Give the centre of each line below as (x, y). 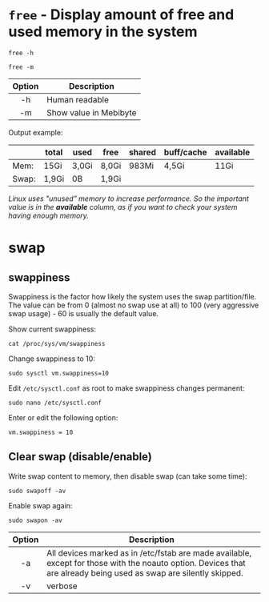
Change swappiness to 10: (52, 359)
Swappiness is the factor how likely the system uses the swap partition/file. (132, 296)
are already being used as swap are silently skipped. (145, 572)
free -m (21, 67)
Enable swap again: (40, 505)
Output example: (36, 132)
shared (143, 152)
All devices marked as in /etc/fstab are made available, (149, 552)
